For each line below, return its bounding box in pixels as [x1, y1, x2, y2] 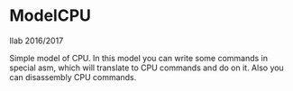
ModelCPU [9, 5, 92, 26]
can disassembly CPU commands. [9, 71, 137, 82]
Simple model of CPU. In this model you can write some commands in [9, 52, 269, 63]
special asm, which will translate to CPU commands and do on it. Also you [9, 62, 284, 73]
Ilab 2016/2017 [9, 35, 64, 46]
